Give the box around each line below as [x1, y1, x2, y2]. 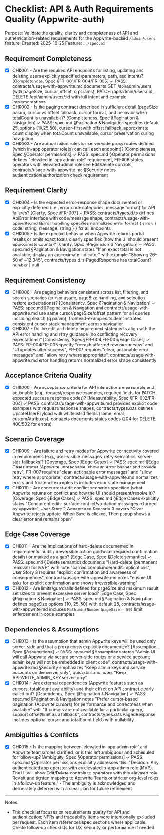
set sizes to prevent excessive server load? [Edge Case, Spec [12, 591, 137, 596]
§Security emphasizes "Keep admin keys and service [39, 665, 146, 671]
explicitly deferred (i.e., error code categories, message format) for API [12, 204, 155, 210]
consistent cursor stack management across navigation [12, 321, 124, 326]
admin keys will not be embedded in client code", [12, 659, 111, 665]
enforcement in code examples [12, 611, 75, 617]
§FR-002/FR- [129, 395, 157, 401]
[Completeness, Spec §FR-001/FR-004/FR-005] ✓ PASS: [12, 78, 127, 84]
